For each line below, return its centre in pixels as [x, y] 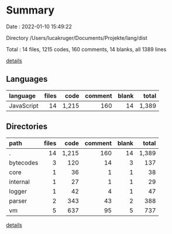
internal [20, 182]
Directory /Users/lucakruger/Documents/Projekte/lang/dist [77, 38]
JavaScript [24, 105]
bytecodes [24, 162]
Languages [27, 79]
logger [18, 191]
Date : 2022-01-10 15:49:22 [39, 26]
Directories [27, 127]
